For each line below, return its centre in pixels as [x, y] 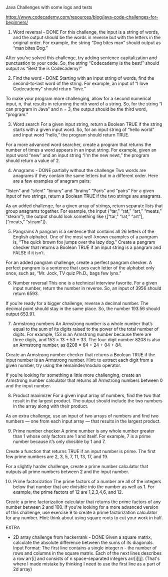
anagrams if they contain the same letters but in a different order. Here [85, 176]
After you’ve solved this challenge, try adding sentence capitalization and [81, 58]
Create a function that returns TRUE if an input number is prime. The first [81, 451]
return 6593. [26, 294]
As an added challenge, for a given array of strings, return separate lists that [84, 206]
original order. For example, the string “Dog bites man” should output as [87, 43]
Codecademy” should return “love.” [49, 89]
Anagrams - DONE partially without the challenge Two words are [79, 170]
